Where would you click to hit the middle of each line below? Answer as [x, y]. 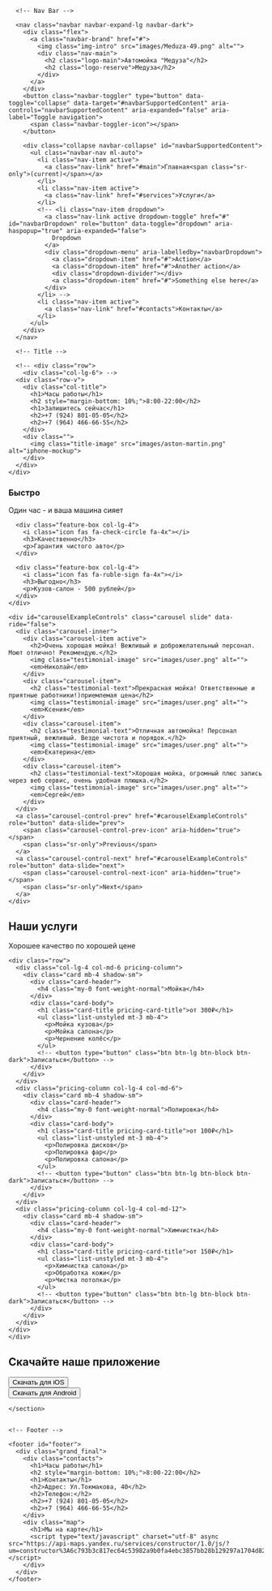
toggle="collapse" [39, 103]
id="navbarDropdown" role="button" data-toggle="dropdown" [110, 224]
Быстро [24, 492]
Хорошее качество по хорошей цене [72, 946]
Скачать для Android [45, 1393]
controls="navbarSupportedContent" [68, 110]
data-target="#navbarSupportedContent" [140, 103]
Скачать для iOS [38, 1382]
